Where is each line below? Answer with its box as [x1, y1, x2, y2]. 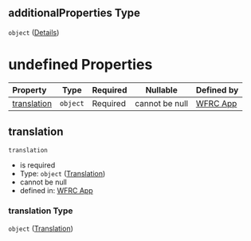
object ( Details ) [8, 27, 60, 37]
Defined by [195, 84, 239, 95]
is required [19, 160, 56, 170]
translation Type [8, 205, 73, 216]
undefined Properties [8, 56, 153, 73]
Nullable [145, 84, 178, 95]
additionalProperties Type [8, 6, 141, 20]
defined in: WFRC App [19, 185, 93, 195]
